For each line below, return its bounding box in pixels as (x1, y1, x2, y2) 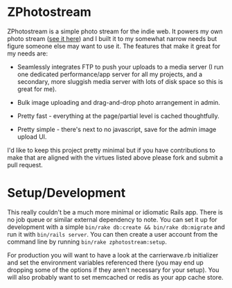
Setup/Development (7, 185, 126, 201)
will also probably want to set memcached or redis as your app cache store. (7, 273, 224, 281)
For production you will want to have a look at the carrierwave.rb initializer (7, 251, 219, 259)
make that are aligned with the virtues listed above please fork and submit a (7, 153, 224, 162)
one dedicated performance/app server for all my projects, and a (17, 70, 203, 78)
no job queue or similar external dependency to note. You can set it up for (7, 215, 217, 223)
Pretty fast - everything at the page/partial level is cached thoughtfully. (17, 112, 220, 120)
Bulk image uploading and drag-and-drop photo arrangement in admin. (17, 98, 220, 106)
